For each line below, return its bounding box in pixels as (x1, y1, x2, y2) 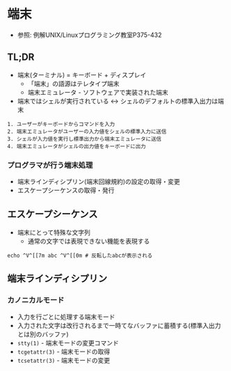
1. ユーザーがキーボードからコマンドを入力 (7, 120, 115, 127)
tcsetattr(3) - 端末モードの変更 (17, 356, 111, 364)
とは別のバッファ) (17, 330, 69, 338)
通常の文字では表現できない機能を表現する (27, 237, 150, 245)
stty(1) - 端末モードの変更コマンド (17, 338, 120, 347)
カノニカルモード (7, 295, 65, 305)
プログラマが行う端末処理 (7, 160, 93, 170)
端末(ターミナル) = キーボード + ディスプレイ (17, 70, 147, 79)
